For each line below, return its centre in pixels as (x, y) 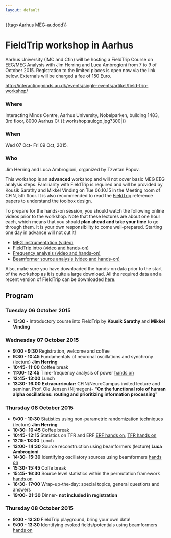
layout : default (22, 10)
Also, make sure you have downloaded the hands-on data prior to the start (84, 269)
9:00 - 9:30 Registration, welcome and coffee (61, 351)
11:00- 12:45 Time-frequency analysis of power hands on (73, 373)
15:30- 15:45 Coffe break (39, 467)
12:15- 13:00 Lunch (33, 440)
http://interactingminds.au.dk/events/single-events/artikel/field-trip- (77, 85)
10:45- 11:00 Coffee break (41, 367)
